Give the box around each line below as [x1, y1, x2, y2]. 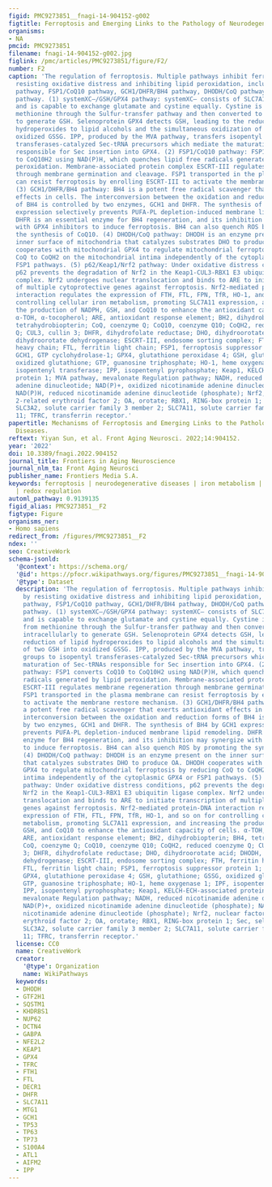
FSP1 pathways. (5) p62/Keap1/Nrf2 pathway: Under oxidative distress [15, 260, 259, 269]
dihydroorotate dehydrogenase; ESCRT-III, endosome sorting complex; [15, 336, 255, 345]
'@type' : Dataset [15, 578, 74, 586]
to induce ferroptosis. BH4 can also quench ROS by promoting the [23, 743, 252, 751]
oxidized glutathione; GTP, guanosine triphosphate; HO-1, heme [15, 359, 237, 368]
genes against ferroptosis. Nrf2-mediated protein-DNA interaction [23, 804, 255, 812]
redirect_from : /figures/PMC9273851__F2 [8, 532, 147, 540]
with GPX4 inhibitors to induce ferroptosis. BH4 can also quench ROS [15, 223, 259, 231]
